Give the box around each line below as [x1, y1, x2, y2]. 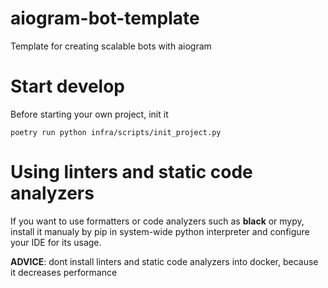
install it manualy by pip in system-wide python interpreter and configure [10, 225, 310, 237]
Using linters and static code [10, 161, 253, 184]
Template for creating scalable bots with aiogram [10, 40, 212, 52]
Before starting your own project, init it [10, 108, 169, 120]
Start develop [10, 75, 126, 98]
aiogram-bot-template [10, 7, 200, 30]
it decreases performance [10, 266, 118, 278]
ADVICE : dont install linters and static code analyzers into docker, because [10, 255, 319, 267]
